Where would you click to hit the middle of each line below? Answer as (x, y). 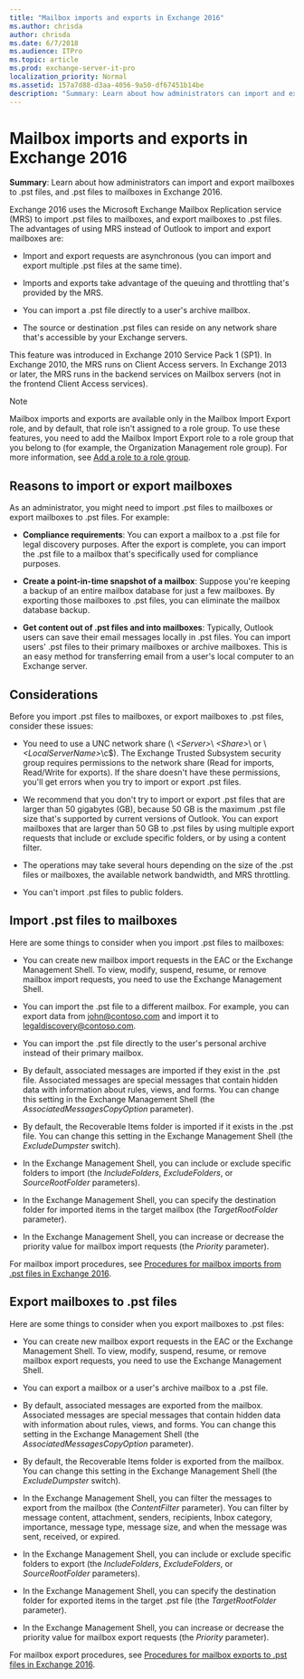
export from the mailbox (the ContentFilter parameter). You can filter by (156, 1507)
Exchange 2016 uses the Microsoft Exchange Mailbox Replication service (146, 210)
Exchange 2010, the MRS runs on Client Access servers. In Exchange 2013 (148, 365)
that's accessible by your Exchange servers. (105, 338)
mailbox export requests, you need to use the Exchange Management (152, 1360)
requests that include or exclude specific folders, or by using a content (154, 838)
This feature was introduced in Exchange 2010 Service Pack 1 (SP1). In (140, 355)
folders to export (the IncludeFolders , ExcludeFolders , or (128, 1563)
